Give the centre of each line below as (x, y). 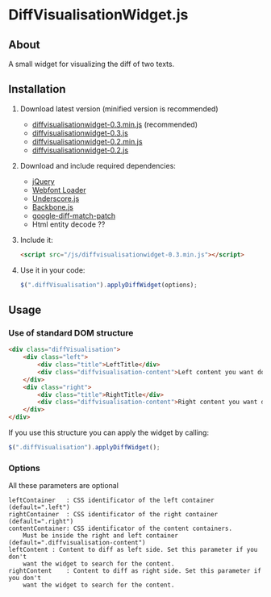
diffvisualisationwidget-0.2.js (80, 150)
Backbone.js (53, 207)
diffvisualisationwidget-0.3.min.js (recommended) (115, 124)
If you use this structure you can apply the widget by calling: (109, 432)
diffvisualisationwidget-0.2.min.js (87, 141)
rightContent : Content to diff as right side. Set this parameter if (135, 571)
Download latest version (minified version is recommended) (119, 109)
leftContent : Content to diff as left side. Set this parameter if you (133, 550)
